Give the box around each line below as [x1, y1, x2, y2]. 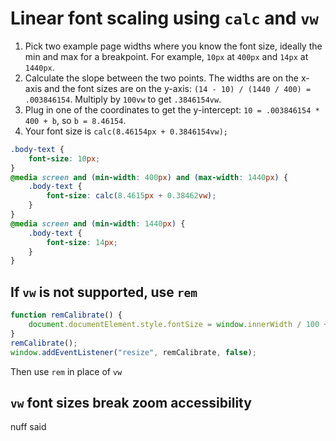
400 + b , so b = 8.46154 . [24, 114, 127, 126]
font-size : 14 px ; [46, 237, 118, 247]
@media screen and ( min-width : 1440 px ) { [10, 218, 186, 229]
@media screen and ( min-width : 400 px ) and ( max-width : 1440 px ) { [10, 172, 289, 182]
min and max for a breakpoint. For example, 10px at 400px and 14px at [24, 50, 309, 62]
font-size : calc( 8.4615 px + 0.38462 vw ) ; [46, 191, 217, 201]
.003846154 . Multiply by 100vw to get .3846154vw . [24, 93, 222, 105]
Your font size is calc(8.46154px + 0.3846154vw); [24, 125, 228, 137]
